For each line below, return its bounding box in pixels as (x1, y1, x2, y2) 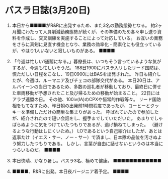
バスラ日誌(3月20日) (5, 5, 91, 16)
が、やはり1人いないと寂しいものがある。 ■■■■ (12, 48, 115, 54)
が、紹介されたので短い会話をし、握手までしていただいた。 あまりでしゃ (12, 115, 163, 121)
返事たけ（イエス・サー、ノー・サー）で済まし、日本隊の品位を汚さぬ (12, 134, 158, 140)
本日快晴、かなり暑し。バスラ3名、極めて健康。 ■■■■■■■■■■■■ (12, 157, 161, 163)
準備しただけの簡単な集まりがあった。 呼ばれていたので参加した (25, 109, 159, 115)
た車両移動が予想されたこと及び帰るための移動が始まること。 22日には (12, 89, 160, 96)
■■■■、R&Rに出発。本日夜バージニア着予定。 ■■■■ (12, 168, 129, 174)
